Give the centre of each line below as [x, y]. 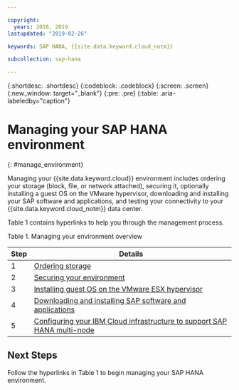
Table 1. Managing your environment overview [75, 237]
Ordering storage [62, 266]
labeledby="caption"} [39, 101]
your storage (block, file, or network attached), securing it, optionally [108, 186]
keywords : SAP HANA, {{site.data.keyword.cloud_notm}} [90, 46]
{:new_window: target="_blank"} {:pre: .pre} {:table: [83, 93]
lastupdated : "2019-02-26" [47, 34]
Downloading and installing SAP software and [110, 301]
